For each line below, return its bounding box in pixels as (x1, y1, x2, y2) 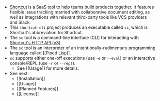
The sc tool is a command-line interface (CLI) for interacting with (9, 35, 139, 40)
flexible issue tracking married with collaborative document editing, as (9, 9, 150, 15)
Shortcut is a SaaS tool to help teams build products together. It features (9, 4, 154, 10)
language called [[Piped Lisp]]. (9, 50, 71, 56)
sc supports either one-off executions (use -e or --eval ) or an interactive (9, 55, 155, 61)
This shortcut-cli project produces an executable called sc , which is (9, 25, 148, 30)
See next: (9, 71, 29, 76)
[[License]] (16, 91, 39, 97)
